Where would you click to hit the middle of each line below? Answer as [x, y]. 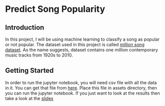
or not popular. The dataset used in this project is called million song [75, 45]
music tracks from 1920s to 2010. [39, 55]
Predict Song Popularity [55, 9]
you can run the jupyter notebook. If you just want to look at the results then [82, 93]
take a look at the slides [29, 98]
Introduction [25, 27]
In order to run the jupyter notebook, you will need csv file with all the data [81, 82]
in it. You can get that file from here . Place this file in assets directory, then [81, 88]
